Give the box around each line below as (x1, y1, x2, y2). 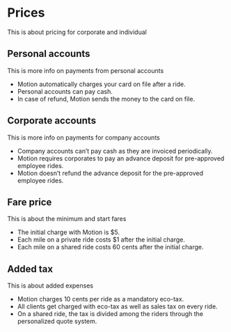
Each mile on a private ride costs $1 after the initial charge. (17, 235, 186, 244)
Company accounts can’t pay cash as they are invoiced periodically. (17, 147, 214, 155)
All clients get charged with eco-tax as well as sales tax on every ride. (17, 302, 218, 310)
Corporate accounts (7, 115, 96, 126)
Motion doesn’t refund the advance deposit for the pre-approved (17, 169, 204, 177)
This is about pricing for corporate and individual (7, 28, 148, 36)
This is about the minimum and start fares (7, 215, 127, 223)
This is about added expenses (7, 281, 94, 290)
